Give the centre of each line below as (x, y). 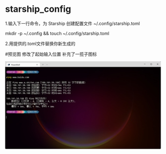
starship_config (38, 9)
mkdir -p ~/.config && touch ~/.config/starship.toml (57, 33)
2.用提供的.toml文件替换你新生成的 (40, 44)
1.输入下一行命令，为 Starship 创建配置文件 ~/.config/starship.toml (72, 23)
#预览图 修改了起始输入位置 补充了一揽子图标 (51, 54)
